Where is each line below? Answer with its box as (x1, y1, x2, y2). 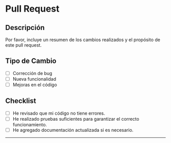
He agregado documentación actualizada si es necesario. (12, 127, 134, 133)
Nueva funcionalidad (12, 76, 56, 82)
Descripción (5, 23, 45, 32)
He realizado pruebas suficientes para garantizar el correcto (12, 116, 139, 122)
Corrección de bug (12, 70, 52, 76)
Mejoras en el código (12, 82, 58, 88)
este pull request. (5, 42, 42, 48)
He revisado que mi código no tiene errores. (12, 110, 105, 116)
